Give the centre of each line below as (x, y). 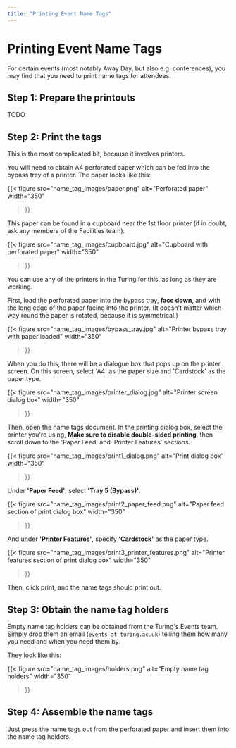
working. (20, 287)
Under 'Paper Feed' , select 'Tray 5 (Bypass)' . (74, 491)
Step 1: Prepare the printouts (71, 98)
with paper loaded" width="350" (55, 337)
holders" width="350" (39, 676)
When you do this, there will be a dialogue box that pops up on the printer (114, 364)
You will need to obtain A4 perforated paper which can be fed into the (108, 168)
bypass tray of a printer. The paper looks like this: (79, 175)
